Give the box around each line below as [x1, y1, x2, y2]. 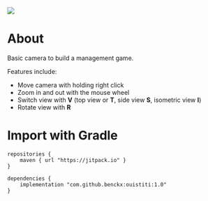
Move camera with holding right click [17, 80, 124, 89]
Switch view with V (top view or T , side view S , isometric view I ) [17, 96, 202, 104]
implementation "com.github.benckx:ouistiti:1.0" [20, 181, 168, 188]
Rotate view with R [17, 103, 71, 111]
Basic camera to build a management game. [7, 54, 134, 62]
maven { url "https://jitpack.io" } [20, 156, 127, 163]
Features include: [7, 67, 57, 75]
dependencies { [7, 174, 52, 182]
